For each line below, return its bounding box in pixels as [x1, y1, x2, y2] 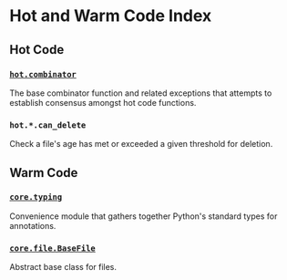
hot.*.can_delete [9, 119, 87, 130]
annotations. [9, 220, 56, 231]
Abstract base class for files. [9, 262, 117, 273]
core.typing [9, 192, 63, 202]
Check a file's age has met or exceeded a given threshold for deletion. [9, 139, 273, 150]
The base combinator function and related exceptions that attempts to [9, 88, 272, 99]
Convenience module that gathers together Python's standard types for [9, 211, 278, 222]
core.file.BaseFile [9, 243, 96, 254]
